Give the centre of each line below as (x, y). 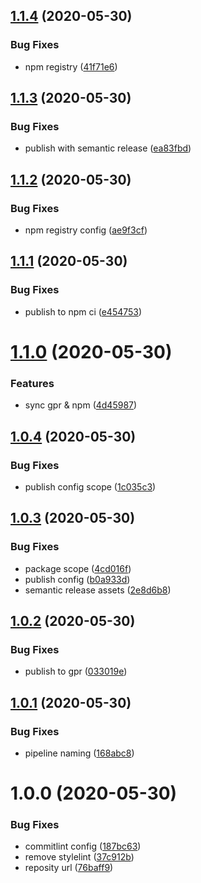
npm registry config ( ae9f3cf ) (86, 230)
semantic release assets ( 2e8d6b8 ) (98, 590)
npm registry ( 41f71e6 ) (71, 66)
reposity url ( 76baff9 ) (69, 868)
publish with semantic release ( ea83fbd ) (108, 148)
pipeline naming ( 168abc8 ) (79, 753)
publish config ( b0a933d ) (77, 579)
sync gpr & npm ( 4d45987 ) (81, 405)
